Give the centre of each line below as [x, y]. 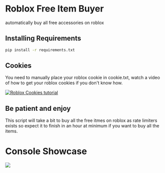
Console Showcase [46, 151]
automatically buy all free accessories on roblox [55, 23]
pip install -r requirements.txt [40, 50]
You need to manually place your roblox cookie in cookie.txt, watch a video [83, 78]
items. [12, 131]
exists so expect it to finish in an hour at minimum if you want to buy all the [82, 126]
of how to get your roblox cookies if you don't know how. [64, 83]
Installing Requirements [43, 38]
